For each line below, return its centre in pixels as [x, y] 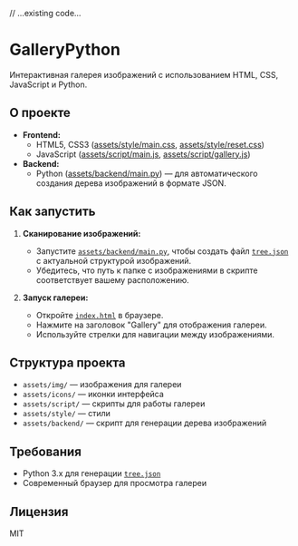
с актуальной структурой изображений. [114, 260]
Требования [45, 451]
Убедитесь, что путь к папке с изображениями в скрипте [147, 270]
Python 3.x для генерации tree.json [91, 473]
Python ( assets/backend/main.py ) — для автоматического [147, 173]
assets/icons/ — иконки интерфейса [93, 395]
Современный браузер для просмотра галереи [115, 483]
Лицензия [39, 512]
